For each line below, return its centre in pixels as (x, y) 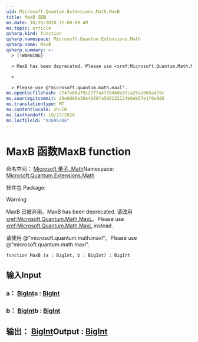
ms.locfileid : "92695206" (38, 120)
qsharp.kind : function (34, 34)
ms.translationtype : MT (35, 104)
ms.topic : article (29, 28)
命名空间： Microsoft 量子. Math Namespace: (60, 169)
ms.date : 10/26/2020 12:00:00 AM (47, 22)
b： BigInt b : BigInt (33, 311)
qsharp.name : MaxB (29, 45)
